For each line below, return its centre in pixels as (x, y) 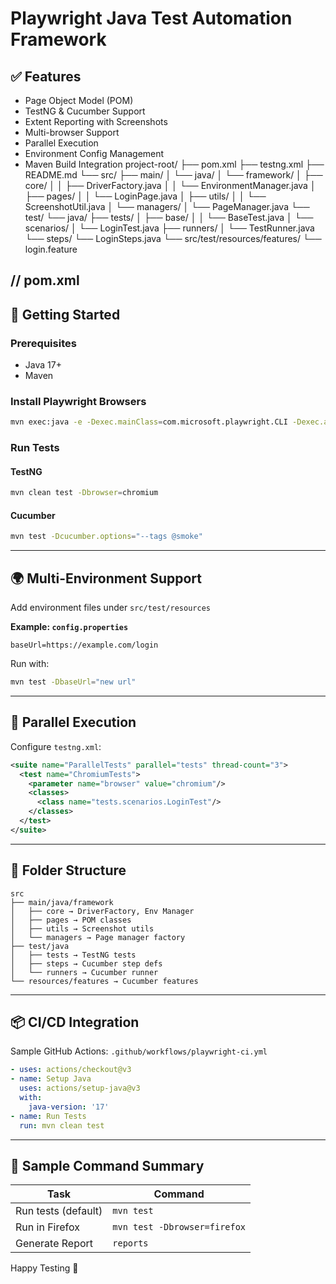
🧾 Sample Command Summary (107, 1165)
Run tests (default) (59, 1211)
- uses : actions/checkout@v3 (71, 1070)
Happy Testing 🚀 (44, 1268)
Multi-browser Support (72, 132)
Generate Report (54, 1244)
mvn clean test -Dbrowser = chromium (84, 493)
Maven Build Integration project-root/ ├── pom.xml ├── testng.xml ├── (174, 164)
